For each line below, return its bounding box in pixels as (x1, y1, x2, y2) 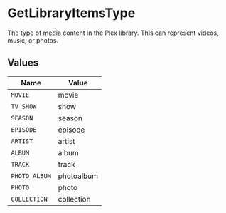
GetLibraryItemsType (7, 5, 136, 21)
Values (7, 57, 39, 69)
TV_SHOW (11, 102, 37, 110)
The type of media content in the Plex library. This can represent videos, (7, 28, 219, 37)
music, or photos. (7, 36, 59, 44)
